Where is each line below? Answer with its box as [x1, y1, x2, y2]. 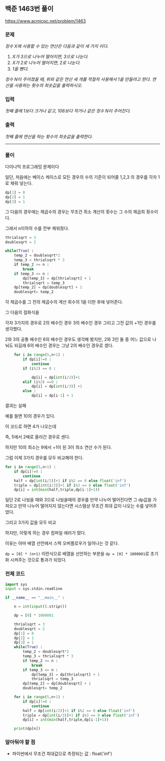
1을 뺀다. [12, 66, 29, 72]
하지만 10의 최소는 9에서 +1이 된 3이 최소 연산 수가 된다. [5, 445, 112, 450]
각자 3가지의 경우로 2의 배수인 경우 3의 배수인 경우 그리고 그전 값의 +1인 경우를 [5, 320, 156, 326]
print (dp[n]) [14, 726, 41, 731]
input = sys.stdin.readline [5, 586, 63, 591]
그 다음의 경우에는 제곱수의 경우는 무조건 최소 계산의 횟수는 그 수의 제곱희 [5, 209, 145, 214]
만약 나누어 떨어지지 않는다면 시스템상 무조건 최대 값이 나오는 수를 [18, 503, 144, 509]
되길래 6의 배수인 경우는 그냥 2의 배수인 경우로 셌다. [14, 342, 114, 348]
